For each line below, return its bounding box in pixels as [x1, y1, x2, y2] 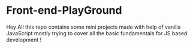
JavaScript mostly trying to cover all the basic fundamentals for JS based [6, 29, 188, 36]
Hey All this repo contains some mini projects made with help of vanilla [6, 23, 181, 30]
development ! [6, 36, 42, 43]
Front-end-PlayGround [6, 4, 122, 17]
